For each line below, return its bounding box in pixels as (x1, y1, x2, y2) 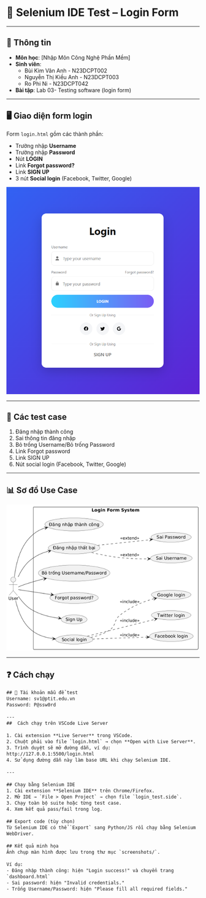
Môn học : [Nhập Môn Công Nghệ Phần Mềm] (15, 53, 131, 61)
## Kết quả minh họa (6, 843, 59, 850)
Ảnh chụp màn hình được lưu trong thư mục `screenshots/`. (6, 850, 161, 856)
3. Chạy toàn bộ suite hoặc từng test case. (6, 800, 122, 807)
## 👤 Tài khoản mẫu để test (6, 690, 78, 696)
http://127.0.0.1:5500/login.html (6, 751, 95, 757)
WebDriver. (6, 831, 34, 837)
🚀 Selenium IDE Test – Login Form (6, 6, 179, 20)
